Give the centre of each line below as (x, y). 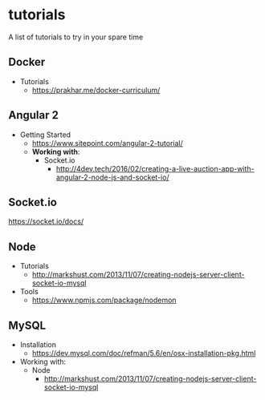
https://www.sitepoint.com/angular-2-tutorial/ (107, 143)
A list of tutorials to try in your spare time (76, 37)
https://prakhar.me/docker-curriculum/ (96, 90)
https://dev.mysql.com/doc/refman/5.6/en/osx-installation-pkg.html (144, 353)
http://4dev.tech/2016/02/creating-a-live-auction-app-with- (155, 168)
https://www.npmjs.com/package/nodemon (104, 300)
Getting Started (45, 135)
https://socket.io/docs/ (46, 221)
